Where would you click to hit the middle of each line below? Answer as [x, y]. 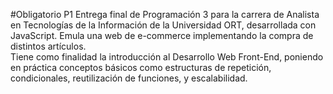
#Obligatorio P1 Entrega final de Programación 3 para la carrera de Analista [165, 14]
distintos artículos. [48, 46]
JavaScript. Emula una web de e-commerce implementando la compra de [162, 35]
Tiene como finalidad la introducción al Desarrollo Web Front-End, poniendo [167, 57]
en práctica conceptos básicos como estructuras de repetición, [141, 67]
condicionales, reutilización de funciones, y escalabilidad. [129, 78]
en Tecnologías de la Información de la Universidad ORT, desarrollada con [163, 25]
